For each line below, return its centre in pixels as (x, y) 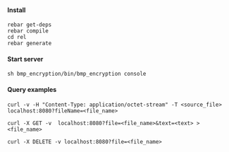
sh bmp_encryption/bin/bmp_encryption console (77, 74)
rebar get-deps (30, 25)
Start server (25, 59)
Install (17, 10)
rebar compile (28, 31)
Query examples (32, 89)
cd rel (17, 37)
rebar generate (30, 43)
